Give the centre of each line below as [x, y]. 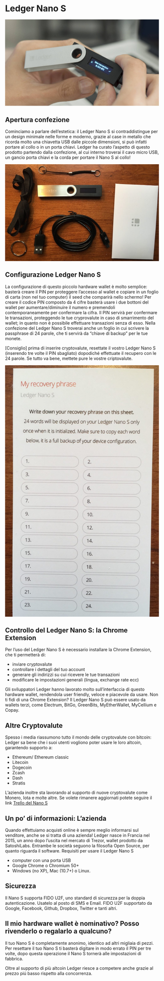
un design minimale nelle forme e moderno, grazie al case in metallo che [78, 137]
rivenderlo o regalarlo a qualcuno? [58, 931]
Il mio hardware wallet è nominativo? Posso [72, 924]
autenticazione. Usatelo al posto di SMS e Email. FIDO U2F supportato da [79, 903]
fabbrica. [14, 959]
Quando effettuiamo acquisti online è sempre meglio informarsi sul [72, 830]
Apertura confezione [37, 120]
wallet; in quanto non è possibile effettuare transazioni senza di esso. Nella [80, 323]
